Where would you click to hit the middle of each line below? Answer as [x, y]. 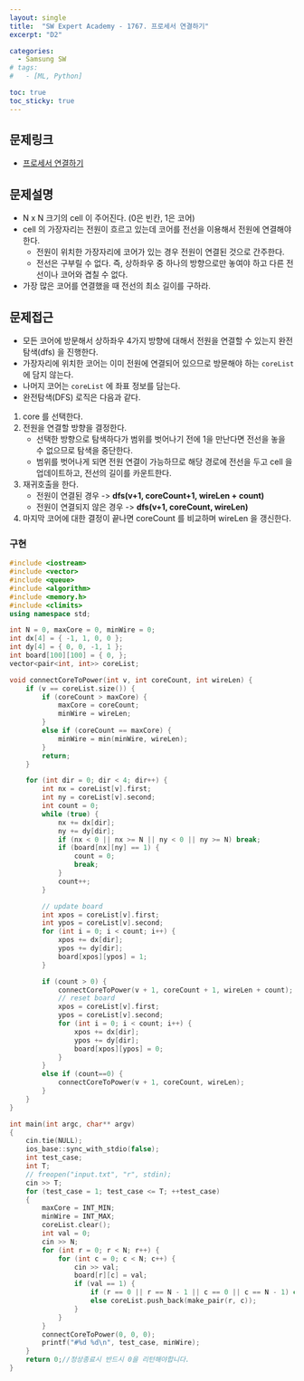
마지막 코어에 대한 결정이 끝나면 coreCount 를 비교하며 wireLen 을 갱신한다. [157, 519]
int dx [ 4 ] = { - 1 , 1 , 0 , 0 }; [66, 639]
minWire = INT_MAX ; [79, 1217]
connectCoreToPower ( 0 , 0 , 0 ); [99, 1334]
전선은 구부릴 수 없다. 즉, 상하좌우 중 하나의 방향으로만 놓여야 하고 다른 [160, 263]
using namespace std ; [50, 614]
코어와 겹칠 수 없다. [94, 275]
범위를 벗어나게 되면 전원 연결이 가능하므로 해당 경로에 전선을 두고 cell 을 [164, 462]
